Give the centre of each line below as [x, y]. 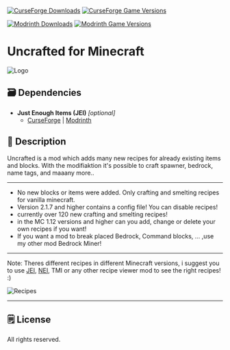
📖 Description [37, 141]
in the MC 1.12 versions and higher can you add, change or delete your [116, 221]
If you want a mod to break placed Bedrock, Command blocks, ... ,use [115, 236]
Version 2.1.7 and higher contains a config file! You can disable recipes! [117, 207]
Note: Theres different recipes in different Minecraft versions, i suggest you [113, 263]
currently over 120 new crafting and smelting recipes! [92, 214]
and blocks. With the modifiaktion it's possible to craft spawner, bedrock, [110, 165]
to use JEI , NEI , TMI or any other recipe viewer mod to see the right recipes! [114, 270]
